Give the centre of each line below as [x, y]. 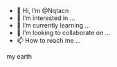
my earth [19, 56]
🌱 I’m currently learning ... [53, 25]
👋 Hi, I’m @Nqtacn [43, 11]
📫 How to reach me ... [48, 40]
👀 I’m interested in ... [46, 18]
